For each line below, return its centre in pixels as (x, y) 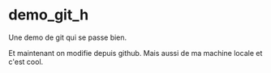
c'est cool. (26, 62)
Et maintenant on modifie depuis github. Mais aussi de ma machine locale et (135, 53)
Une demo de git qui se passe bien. (68, 37)
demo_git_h (49, 15)
